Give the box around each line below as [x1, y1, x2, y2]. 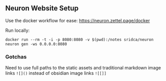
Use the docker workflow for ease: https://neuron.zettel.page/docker [5, 17, 150, 23]
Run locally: [5, 27, 30, 33]
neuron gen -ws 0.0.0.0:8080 [5, 42, 67, 47]
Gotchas [5, 53, 27, 60]
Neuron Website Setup [5, 4, 79, 13]
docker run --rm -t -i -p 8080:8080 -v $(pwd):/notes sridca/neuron [5, 37, 154, 42]
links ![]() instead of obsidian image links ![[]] [5, 70, 107, 76]
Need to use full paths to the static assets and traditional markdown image [5, 65, 161, 71]
